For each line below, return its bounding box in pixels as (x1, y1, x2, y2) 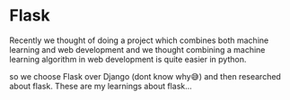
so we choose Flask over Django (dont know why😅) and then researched (9, 71, 281, 81)
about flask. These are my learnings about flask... (9, 80, 193, 91)
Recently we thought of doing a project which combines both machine (9, 35, 269, 46)
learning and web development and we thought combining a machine (9, 44, 266, 54)
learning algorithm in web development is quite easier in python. (9, 54, 247, 64)
